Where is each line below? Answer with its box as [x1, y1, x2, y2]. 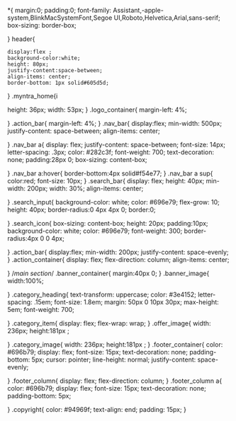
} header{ [7, 35, 35, 43]
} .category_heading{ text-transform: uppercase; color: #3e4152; [7, 290, 196, 299]
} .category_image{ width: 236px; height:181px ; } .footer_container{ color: [7, 340, 223, 349]
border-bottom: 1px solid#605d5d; [7, 79, 110, 86]
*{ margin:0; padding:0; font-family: [7, 6, 112, 14]
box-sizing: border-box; [7, 21, 77, 29]
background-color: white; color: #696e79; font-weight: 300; [7, 226, 183, 235]
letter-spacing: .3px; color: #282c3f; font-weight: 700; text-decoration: [7, 148, 215, 156]
